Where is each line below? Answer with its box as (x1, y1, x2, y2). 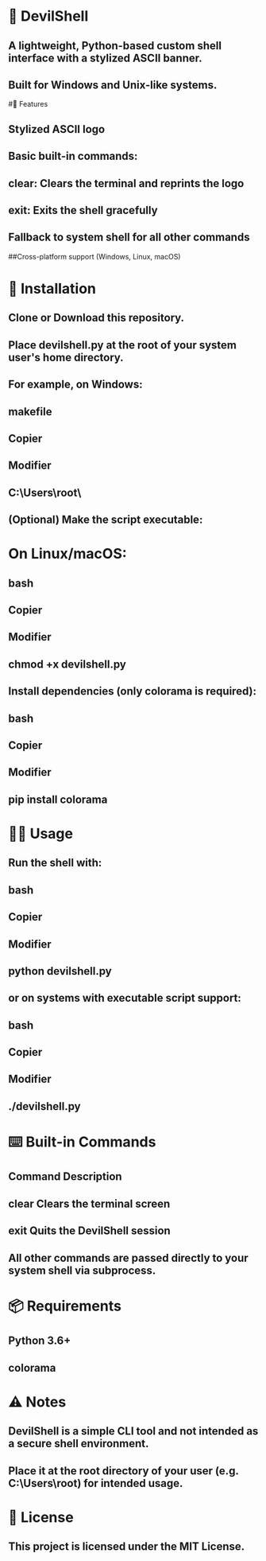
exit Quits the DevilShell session (8, 1224, 171, 1238)
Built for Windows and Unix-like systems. (8, 78, 218, 91)
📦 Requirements (8, 1297, 121, 1315)
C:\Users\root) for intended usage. (8, 1476, 183, 1490)
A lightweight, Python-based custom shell (8, 39, 222, 53)
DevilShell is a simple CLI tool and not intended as (8, 1424, 259, 1438)
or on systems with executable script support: (8, 991, 242, 1005)
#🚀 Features (8, 99, 48, 109)
